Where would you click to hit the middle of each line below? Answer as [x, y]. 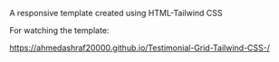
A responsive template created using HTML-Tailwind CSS [116, 13]
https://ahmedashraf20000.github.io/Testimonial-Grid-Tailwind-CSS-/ [139, 48]
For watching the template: [59, 30]
